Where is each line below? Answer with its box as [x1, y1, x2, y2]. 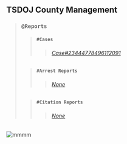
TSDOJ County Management [6, 5, 117, 15]
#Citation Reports [36, 99, 83, 105]
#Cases [36, 36, 53, 42]
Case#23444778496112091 [51, 49, 121, 56]
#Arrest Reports [36, 68, 78, 74]
